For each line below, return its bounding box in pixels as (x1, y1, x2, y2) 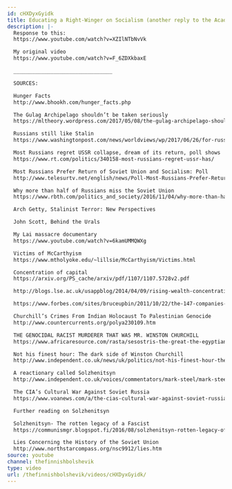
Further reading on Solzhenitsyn (13, 407, 110, 414)
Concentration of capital (13, 269, 88, 276)
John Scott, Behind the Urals (13, 219, 100, 226)
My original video (13, 48, 67, 55)
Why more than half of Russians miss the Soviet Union (13, 187, 175, 194)
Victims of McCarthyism (13, 250, 81, 257)
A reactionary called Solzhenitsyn (13, 370, 116, 377)
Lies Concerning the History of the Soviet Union (13, 439, 159, 446)
